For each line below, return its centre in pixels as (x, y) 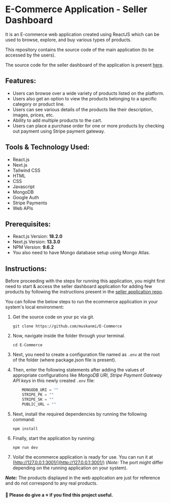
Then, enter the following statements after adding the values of (78, 370)
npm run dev (25, 447)
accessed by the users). (30, 55)
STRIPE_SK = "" (38, 399)
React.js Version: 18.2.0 (37, 236)
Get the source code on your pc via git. (54, 317)
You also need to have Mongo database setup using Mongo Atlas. (81, 253)
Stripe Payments (30, 203)
